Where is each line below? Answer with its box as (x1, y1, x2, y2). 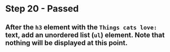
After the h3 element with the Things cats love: (5, 23, 157, 31)
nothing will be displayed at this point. (5, 38, 128, 47)
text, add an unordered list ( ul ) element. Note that (5, 30, 165, 39)
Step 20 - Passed (5, 3, 79, 14)
